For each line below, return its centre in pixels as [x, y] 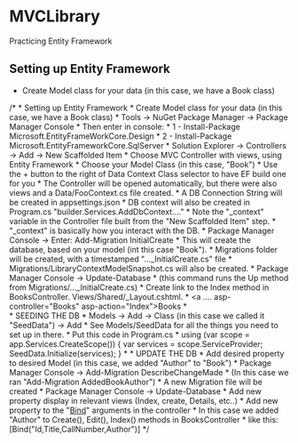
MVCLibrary [55, 16]
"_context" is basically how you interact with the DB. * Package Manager [142, 230]
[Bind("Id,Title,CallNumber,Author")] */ [79, 429]
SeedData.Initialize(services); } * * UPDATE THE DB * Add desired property [147, 353]
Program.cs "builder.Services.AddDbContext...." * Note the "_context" [137, 212]
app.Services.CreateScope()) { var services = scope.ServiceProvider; [136, 343]
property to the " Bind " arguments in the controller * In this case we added [144, 410]
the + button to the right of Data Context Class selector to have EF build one [148, 173]
